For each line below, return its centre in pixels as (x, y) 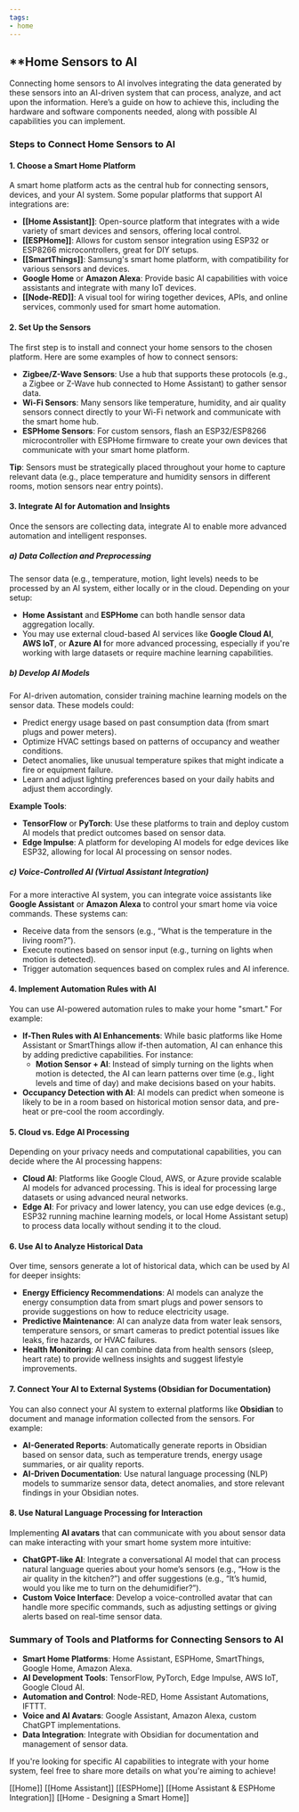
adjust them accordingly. (67, 788)
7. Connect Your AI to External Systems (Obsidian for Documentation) (140, 1388)
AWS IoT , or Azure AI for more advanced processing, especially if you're (156, 643)
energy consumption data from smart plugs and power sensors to (142, 1302)
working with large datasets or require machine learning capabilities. (148, 653)
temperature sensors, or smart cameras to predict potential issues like (151, 1330)
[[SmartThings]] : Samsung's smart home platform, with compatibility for (155, 259)
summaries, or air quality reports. (83, 1464)
